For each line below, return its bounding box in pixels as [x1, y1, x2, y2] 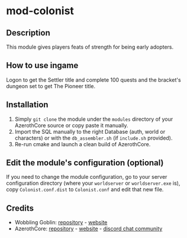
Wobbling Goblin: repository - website [14, 219, 108, 226]
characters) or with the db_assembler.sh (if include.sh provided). [14, 134, 173, 141]
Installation [6, 99, 49, 110]
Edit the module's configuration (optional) [6, 158, 164, 168]
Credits [6, 203, 34, 213]
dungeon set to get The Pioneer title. [6, 82, 96, 89]
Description [6, 28, 50, 38]
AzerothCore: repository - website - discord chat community [14, 225, 163, 232]
